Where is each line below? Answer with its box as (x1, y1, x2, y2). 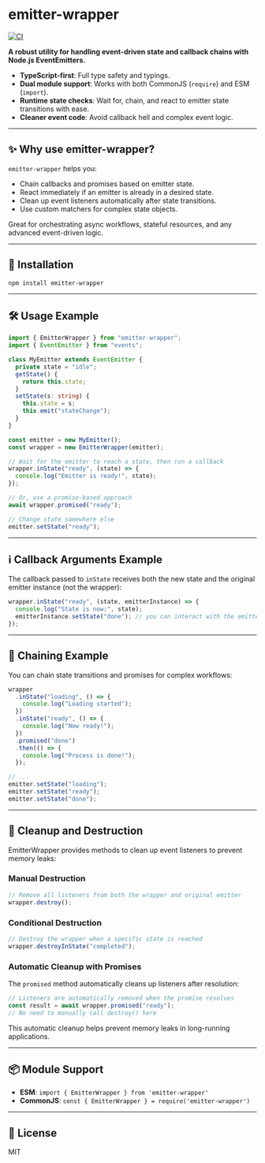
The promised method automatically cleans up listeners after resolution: (8, 978, 239, 988)
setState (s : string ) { (15, 392, 90, 400)
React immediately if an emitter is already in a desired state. (19, 187, 215, 196)
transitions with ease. (19, 104, 89, 114)
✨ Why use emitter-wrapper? (8, 143, 155, 156)
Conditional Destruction (8, 917, 103, 928)
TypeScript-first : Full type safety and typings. (19, 70, 170, 80)
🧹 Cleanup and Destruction (8, 825, 144, 838)
